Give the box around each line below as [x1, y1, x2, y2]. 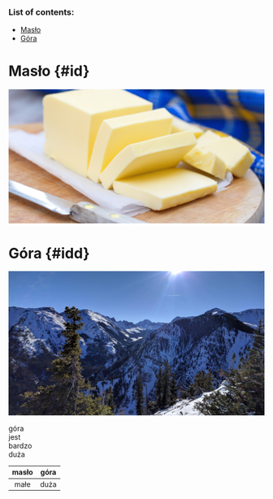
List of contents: [8, 7, 75, 18]
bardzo [8, 440, 32, 450]
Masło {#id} [8, 62, 90, 80]
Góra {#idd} [8, 244, 90, 263]
